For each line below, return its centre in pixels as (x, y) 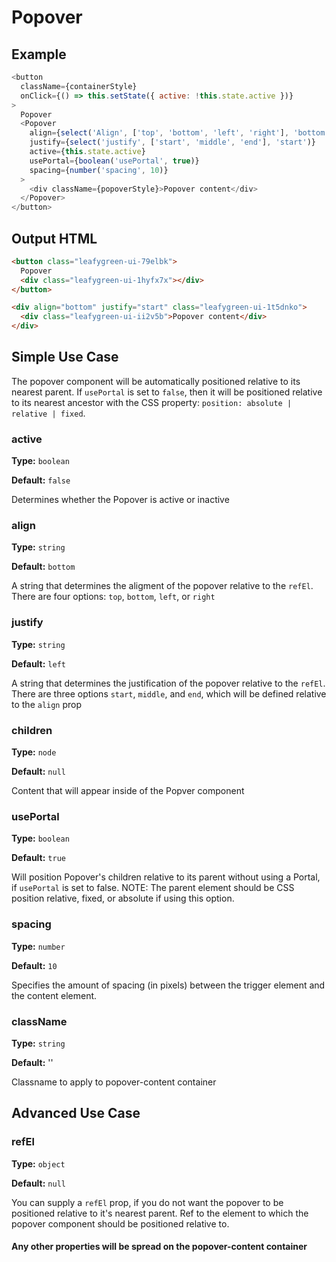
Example (39, 54)
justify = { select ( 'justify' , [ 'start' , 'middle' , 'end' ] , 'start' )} (173, 142)
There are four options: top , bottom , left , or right (113, 597)
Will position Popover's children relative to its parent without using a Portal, (166, 877)
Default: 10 (34, 965)
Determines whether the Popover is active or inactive (120, 500)
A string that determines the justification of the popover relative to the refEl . (168, 683)
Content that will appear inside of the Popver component (128, 791)
